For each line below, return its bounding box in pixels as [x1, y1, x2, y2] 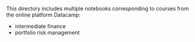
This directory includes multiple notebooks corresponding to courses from [6, 5, 189, 12]
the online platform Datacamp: [6, 11, 81, 18]
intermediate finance [14, 23, 66, 30]
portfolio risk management [14, 29, 80, 36]
